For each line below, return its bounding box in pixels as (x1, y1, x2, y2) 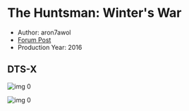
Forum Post (17, 35, 51, 44)
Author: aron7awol (17, 28, 71, 37)
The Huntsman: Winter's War (7, 5, 182, 21)
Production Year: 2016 (17, 43, 83, 51)
